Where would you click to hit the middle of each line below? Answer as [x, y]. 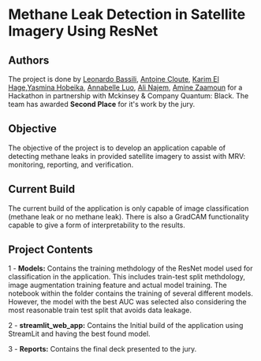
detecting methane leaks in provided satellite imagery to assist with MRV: [127, 156]
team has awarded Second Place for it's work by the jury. [102, 104]
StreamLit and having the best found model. [80, 334]
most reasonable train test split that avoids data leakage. [100, 310]
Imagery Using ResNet [83, 31]
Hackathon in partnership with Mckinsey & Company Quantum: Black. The [129, 96]
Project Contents [50, 250]
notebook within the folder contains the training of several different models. [131, 293]
